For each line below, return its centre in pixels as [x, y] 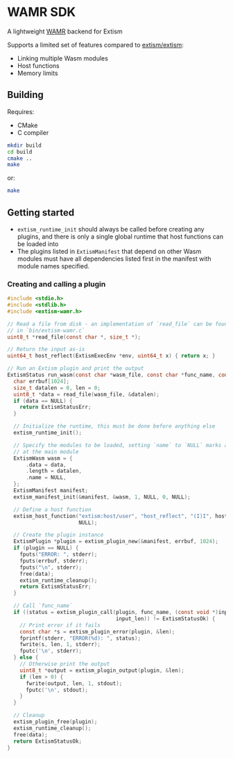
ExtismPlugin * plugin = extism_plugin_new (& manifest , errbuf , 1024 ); [116, 542]
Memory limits [37, 73]
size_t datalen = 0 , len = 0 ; [57, 388]
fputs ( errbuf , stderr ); [54, 561]
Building [25, 95]
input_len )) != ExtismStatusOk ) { [165, 619]
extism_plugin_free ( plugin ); [55, 722]
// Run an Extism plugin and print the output [76, 369]
